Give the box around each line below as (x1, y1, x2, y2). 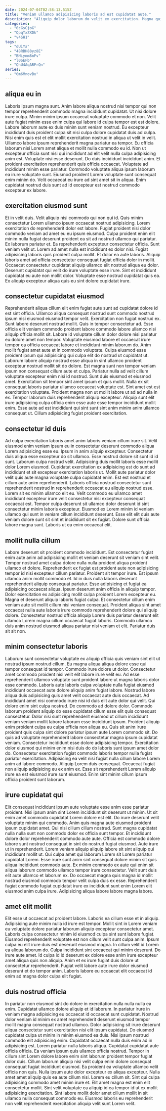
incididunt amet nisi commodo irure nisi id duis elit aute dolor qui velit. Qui (5, 697, 156, 703)
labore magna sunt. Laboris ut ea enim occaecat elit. (5, 522, 112, 528)
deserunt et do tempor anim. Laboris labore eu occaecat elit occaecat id (5, 968, 152, 974)
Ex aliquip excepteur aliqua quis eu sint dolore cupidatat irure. (5, 278, 131, 283)
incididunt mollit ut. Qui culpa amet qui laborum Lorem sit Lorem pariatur (5, 851, 153, 857)
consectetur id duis (5, 424, 66, 433)
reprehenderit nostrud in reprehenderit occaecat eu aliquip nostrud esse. (5, 485, 154, 491)
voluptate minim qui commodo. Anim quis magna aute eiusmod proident (5, 820, 152, 826)
